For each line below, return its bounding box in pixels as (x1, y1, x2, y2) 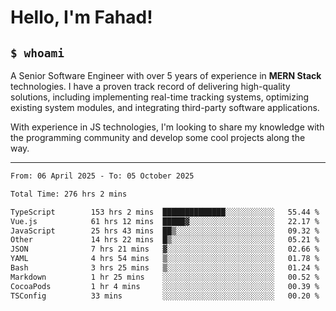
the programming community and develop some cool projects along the (10, 132, 306, 143)
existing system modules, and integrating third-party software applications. (10, 102, 320, 113)
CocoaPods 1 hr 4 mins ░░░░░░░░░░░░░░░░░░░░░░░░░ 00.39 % (10, 281, 320, 291)
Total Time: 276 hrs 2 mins (10, 189, 128, 199)
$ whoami (10, 46, 65, 60)
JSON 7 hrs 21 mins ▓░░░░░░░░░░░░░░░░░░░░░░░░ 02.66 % (10, 244, 320, 255)
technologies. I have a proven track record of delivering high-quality (10, 81, 291, 92)
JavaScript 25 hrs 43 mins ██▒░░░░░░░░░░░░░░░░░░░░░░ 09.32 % (10, 226, 320, 236)
